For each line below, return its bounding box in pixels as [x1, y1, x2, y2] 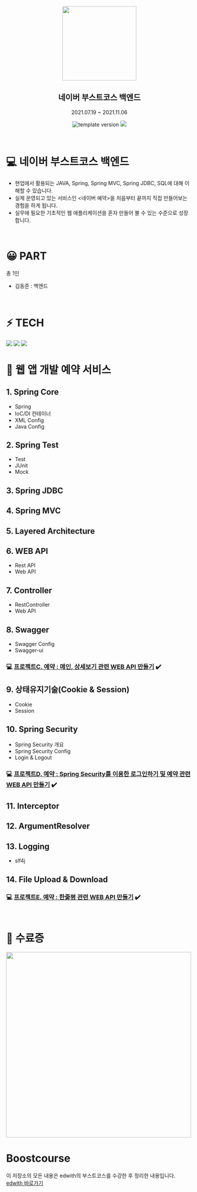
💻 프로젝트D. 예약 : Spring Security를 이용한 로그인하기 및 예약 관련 [6, 769, 191, 778]
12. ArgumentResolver [6, 821, 91, 831]
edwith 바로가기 [6, 1179, 43, 1187]
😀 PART [6, 249, 47, 262]
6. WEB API [6, 546, 49, 556]
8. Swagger [6, 624, 49, 635]
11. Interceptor [6, 801, 60, 811]
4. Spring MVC [6, 506, 61, 516]
